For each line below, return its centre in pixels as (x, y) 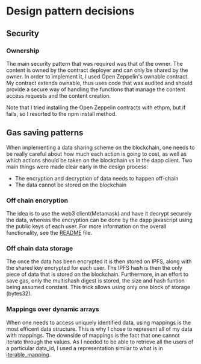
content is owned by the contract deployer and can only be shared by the (97, 70)
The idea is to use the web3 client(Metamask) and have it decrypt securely (99, 213)
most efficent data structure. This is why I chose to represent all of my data (99, 329)
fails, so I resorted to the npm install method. (62, 113)
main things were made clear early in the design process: (77, 167)
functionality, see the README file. (49, 232)
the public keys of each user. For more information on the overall (86, 226)
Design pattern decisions (70, 11)
